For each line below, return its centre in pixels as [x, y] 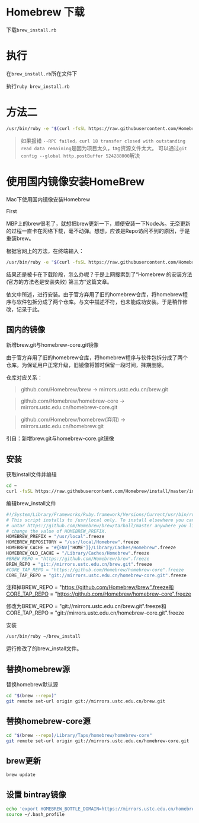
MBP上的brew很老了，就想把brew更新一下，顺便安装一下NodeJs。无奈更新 [98, 223]
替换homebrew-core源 [48, 721]
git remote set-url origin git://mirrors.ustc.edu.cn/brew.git [86, 701]
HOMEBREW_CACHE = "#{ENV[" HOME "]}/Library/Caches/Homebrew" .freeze [91, 548]
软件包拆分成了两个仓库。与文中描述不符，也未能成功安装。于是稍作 [99, 302]
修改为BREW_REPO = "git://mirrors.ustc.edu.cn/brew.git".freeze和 [86, 606]
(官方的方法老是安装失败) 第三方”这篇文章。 [59, 281]
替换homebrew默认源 [32, 685]
